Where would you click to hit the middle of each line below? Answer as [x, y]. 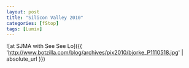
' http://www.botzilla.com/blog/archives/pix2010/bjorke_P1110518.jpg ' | [95, 53]
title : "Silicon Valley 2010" [45, 18]
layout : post [23, 12]
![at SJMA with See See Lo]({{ [44, 46]
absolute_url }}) [26, 59]
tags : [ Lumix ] [25, 29]
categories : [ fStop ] [33, 23]
